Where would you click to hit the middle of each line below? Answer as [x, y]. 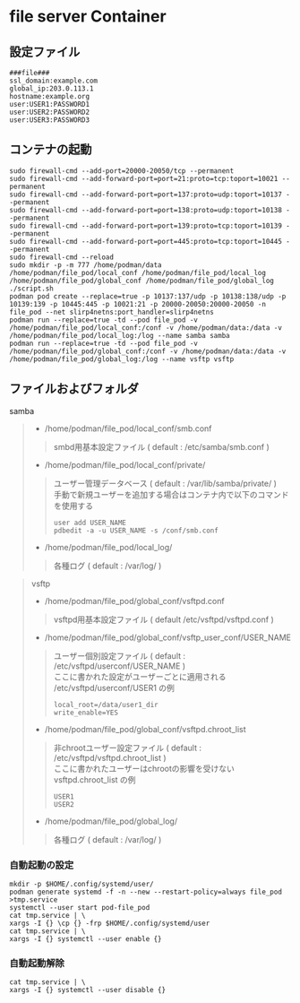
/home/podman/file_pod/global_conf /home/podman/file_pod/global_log [142, 281]
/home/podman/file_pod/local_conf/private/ [125, 464]
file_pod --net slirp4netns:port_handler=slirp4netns [112, 312]
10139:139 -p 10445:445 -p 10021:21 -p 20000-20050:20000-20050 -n [138, 304]
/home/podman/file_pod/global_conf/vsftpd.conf [135, 601]
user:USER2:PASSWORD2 [50, 112]
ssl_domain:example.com [54, 81]
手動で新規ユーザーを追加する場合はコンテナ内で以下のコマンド [171, 494]
